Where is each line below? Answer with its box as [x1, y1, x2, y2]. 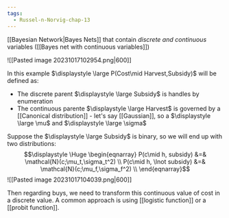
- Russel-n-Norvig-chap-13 [13, 16, 91, 23]
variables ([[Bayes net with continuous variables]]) [7, 43, 149, 51]
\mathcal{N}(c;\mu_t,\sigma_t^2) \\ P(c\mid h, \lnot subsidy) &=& [25, 157, 206, 165]
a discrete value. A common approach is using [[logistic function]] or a [7, 196, 206, 204]
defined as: [7, 76, 39, 84]
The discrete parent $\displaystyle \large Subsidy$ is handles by [16, 90, 200, 98]
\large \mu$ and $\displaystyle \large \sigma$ [16, 119, 147, 127]
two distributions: [7, 139, 56, 147]
